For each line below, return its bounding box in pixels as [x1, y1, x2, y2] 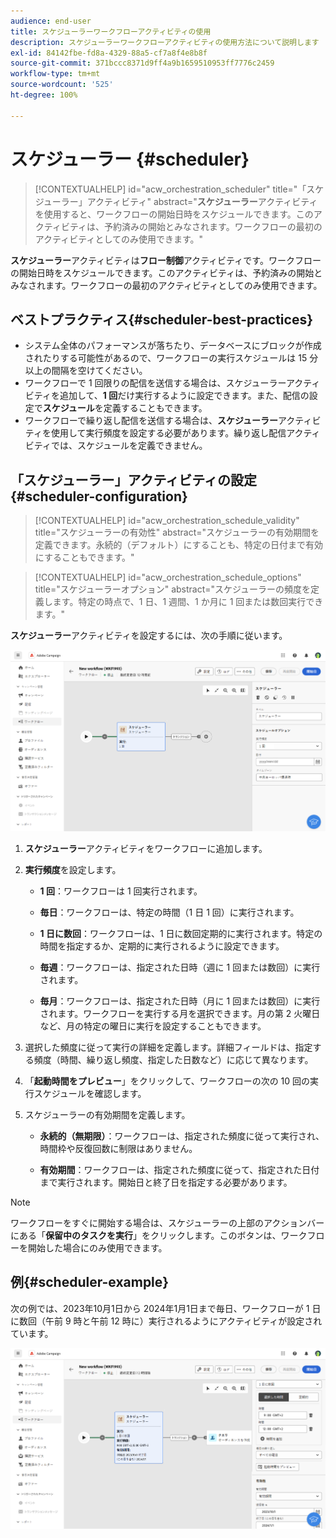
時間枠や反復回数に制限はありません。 [39, 1142, 198, 1154]
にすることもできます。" [34, 551, 135, 564]
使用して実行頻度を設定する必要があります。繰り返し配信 [50, 427, 287, 439]
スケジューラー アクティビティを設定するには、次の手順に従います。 [10, 630, 288, 642]
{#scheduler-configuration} [10, 488, 188, 505]
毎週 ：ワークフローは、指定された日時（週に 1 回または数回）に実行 [39, 961, 321, 973]
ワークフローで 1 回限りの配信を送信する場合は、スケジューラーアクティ [24, 377, 321, 389]
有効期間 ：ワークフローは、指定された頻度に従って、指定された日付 [39, 1163, 320, 1175]
